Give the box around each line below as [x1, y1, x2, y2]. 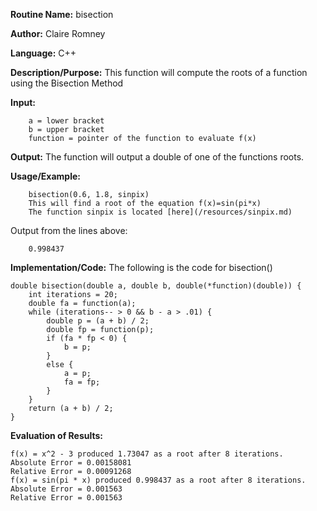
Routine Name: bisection [10, 9, 114, 20]
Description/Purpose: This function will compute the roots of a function [10, 67, 308, 78]
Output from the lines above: [10, 225, 128, 236]
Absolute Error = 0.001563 [10, 484, 123, 494]
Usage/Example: [10, 170, 81, 182]
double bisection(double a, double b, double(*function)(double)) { [10, 281, 302, 291]
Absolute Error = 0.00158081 [10, 458, 132, 468]
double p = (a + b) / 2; [46, 316, 150, 326]
